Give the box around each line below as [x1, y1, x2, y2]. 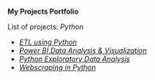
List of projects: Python [7, 22, 84, 31]
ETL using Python [18, 37, 77, 47]
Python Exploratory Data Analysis [18, 55, 130, 63]
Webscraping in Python [18, 63, 96, 72]
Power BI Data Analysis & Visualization [18, 46, 148, 55]
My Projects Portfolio [7, 7, 79, 16]
